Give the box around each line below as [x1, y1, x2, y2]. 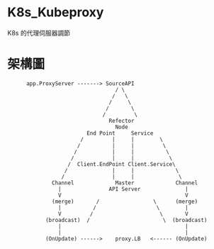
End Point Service [86, 129, 154, 137]
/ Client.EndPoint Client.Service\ [67, 160, 176, 167]
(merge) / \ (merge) [52, 198, 198, 205]
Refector [108, 117, 135, 124]
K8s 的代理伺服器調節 [7, 28, 71, 37]
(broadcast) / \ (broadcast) [45, 216, 208, 223]
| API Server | [57, 185, 189, 192]
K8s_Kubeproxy [7, 4, 104, 21]
